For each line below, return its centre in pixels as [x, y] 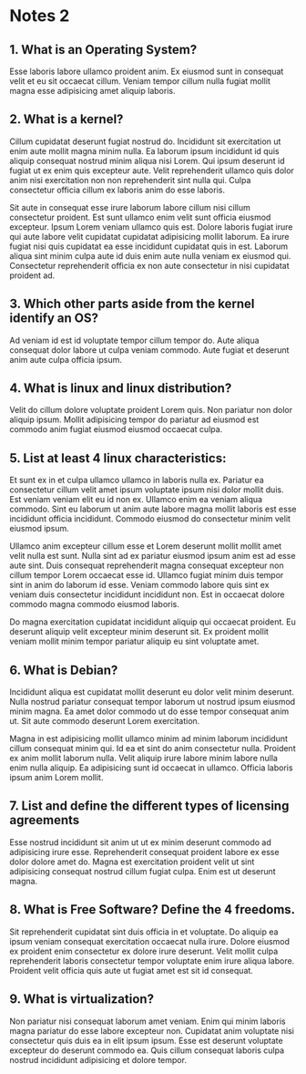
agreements [45, 820]
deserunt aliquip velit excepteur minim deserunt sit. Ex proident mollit [139, 632]
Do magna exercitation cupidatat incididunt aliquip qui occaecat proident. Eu [153, 622]
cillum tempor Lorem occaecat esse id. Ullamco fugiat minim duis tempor [147, 575]
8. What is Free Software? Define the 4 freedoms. [153, 909]
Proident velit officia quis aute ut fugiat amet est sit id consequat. [131, 970]
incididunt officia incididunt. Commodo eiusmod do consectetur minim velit [150, 519]
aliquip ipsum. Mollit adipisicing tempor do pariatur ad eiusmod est [134, 419]
